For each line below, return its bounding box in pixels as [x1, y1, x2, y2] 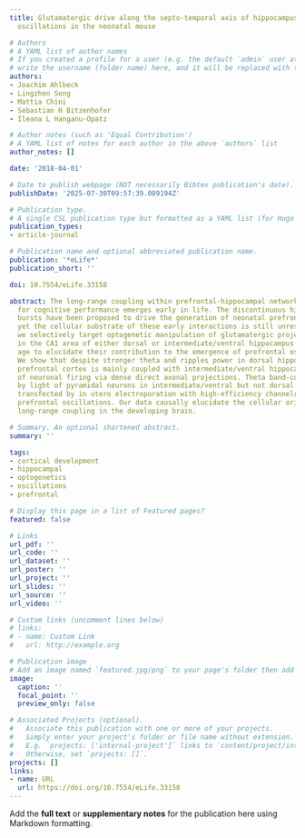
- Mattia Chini [9, 97, 67, 106]
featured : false [9, 514, 71, 524]
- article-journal [9, 231, 79, 240]
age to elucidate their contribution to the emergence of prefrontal [17, 347, 286, 356]
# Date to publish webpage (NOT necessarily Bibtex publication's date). [9, 180, 295, 189]
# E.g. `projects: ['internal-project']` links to [9, 741, 213, 750]
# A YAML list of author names [9, 46, 128, 55]
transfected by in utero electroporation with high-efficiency [17, 390, 261, 399]
